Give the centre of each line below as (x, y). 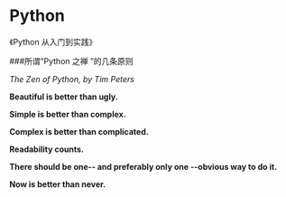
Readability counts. (46, 149)
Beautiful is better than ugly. (64, 97)
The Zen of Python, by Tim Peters (72, 79)
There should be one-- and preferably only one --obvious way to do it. (143, 166)
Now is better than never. (58, 184)
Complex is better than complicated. (79, 131)
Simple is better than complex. (68, 114)
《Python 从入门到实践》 (53, 42)
